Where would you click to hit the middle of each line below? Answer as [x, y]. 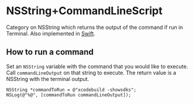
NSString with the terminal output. [48, 79]
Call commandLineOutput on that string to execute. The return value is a [91, 73]
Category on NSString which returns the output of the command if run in [95, 27]
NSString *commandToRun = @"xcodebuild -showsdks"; [71, 90]
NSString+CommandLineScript [85, 11]
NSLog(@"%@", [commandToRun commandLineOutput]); [69, 95]
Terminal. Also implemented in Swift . [51, 33]
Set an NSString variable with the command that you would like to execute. [97, 66]
